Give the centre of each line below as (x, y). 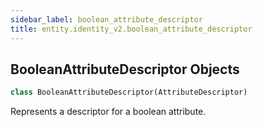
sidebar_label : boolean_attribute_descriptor (106, 19)
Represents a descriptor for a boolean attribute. (108, 112)
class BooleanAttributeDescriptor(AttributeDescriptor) (129, 92)
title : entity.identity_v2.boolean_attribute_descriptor (131, 29)
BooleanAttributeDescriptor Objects (125, 69)
